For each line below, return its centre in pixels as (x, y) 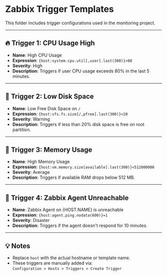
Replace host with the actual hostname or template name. (71, 258)
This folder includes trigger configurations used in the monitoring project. (80, 23)
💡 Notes (18, 246)
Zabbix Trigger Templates (60, 9)
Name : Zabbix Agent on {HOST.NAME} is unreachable (68, 210)
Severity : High (27, 66)
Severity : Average (31, 172)
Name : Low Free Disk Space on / (46, 108)
